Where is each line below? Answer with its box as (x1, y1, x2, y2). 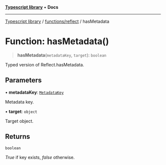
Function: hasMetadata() (5, 36, 109, 47)
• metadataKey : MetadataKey (5, 89, 64, 95)
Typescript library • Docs (5, 4, 58, 10)
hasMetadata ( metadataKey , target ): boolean (17, 52, 107, 58)
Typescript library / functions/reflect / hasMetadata (5, 18, 110, 24)
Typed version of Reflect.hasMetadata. (5, 61, 84, 67)
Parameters (5, 76, 42, 85)
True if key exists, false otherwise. (5, 154, 75, 160)
